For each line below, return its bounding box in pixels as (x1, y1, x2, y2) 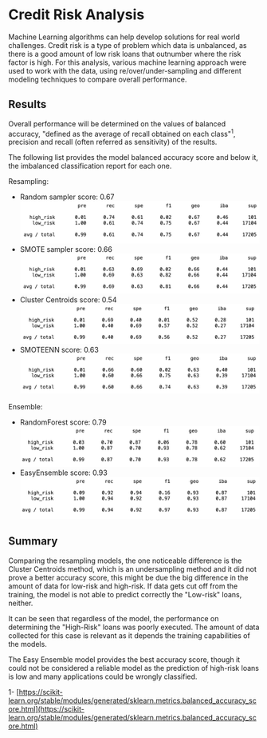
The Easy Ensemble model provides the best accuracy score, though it (8, 654, 241, 664)
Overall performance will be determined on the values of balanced (8, 118, 226, 129)
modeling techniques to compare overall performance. (8, 74, 187, 84)
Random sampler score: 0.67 (19, 192, 115, 201)
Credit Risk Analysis (8, 6, 145, 24)
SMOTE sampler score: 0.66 (19, 244, 113, 253)
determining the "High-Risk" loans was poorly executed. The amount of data (8, 622, 260, 632)
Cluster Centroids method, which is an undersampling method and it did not (8, 564, 257, 573)
